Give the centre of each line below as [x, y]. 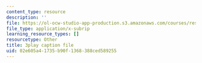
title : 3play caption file [40, 46]
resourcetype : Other [32, 40]
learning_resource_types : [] [43, 34]
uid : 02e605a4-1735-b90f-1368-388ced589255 [62, 51]
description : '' [26, 17]
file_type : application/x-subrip [48, 28]
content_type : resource [36, 12]
